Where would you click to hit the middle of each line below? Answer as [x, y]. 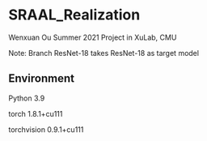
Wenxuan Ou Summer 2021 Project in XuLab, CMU [93, 37]
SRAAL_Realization [74, 15]
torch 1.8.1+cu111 [36, 113]
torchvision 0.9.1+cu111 [46, 129]
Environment [42, 79]
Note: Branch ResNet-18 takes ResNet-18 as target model [104, 53]
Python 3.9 [27, 98]
